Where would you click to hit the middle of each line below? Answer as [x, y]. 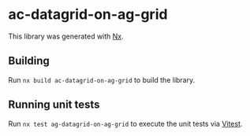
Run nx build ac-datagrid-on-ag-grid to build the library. [102, 79]
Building [29, 61]
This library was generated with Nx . [66, 36]
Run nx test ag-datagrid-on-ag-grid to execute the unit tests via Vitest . [125, 123]
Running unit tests [54, 105]
